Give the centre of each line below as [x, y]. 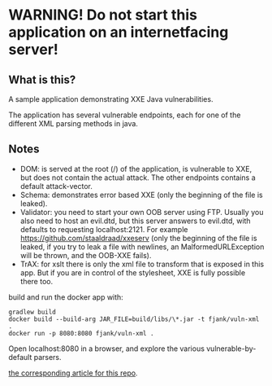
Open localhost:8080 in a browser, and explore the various [107, 349]
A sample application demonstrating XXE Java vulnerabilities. [111, 99]
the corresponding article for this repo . [73, 373]
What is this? [42, 79]
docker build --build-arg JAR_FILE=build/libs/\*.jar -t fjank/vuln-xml [134, 319]
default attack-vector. [56, 186]
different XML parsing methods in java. [73, 123]
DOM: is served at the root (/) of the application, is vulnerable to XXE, [136, 169]
